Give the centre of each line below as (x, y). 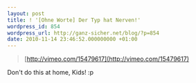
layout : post (26, 13)
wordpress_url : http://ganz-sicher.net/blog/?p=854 (83, 33)
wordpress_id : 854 (34, 26)
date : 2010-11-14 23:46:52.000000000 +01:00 (72, 39)
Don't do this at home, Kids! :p (50, 73)
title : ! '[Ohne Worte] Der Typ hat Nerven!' (74, 20)
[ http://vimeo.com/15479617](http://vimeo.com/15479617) (106, 59)
